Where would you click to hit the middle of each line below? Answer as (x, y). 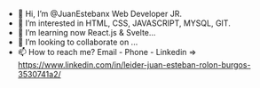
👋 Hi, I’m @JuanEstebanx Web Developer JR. (100, 14)
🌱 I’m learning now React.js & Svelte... (87, 32)
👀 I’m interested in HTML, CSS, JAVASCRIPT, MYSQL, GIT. (124, 23)
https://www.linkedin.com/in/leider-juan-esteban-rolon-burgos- (134, 65)
